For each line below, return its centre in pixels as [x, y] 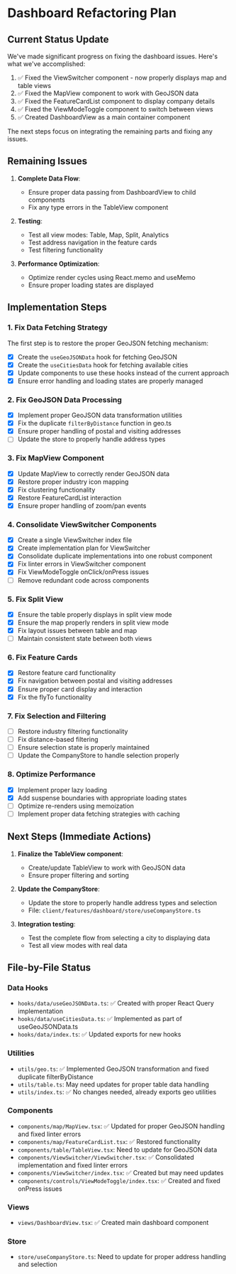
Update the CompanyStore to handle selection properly [98, 755]
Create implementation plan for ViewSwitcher [84, 548]
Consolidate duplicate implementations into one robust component [115, 556]
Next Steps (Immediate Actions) [79, 837]
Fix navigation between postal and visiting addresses [95, 681]
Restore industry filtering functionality [73, 731]
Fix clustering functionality [56, 490]
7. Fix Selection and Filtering [57, 716]
